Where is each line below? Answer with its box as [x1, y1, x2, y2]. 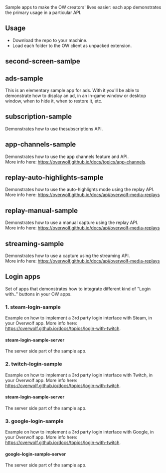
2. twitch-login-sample [5, 360, 62, 367]
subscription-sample [5, 112, 72, 121]
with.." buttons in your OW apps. [5, 291, 72, 297]
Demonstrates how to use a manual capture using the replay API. [5, 219, 139, 225]
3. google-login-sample [5, 417, 64, 424]
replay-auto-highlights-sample [5, 173, 104, 182]
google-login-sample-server [5, 451, 66, 457]
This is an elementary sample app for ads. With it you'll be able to [5, 87, 140, 93]
